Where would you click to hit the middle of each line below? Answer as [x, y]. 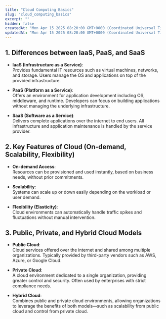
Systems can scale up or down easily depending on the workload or [82, 192]
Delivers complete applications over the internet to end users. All [78, 121]
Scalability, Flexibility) [40, 155]
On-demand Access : [34, 166]
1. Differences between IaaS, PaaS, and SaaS [75, 53]
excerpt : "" [17, 19]
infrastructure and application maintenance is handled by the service [82, 126]
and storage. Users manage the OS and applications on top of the [79, 75]
